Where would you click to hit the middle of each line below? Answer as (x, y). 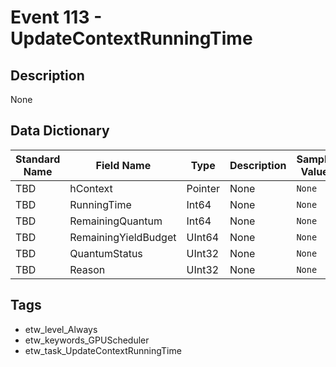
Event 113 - (56, 17)
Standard (38, 159)
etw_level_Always (61, 329)
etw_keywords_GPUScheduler (87, 340)
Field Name (123, 165)
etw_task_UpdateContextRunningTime (103, 350)
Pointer (203, 188)
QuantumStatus (106, 253)
